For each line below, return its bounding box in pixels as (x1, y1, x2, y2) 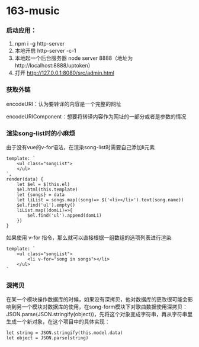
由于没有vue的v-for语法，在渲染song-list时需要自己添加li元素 (6, 144, 155, 151)
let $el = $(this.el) (17, 182, 70, 188)
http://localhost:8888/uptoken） (14, 62, 94, 69)
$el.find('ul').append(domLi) (27, 213, 102, 219)
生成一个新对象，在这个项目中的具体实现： (6, 318, 110, 325)
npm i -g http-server (14, 40, 65, 47)
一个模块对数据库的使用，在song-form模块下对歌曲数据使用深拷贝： (21, 303, 188, 310)
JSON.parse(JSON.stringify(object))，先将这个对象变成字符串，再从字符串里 (6, 311, 193, 318)
